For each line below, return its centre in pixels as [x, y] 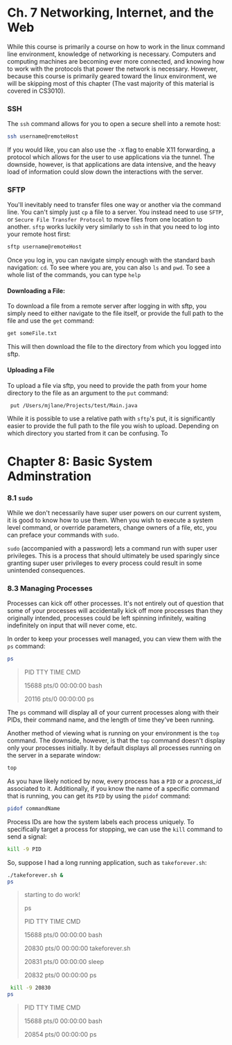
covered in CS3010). [36, 91]
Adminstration [50, 476]
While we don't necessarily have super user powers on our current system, [114, 512]
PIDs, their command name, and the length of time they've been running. [111, 720]
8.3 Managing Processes [50, 588]
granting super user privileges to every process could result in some [105, 563]
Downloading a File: [36, 291]
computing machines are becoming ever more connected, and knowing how [116, 61]
